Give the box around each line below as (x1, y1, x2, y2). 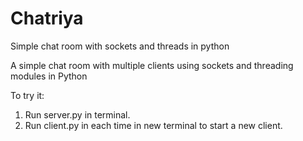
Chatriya (10, 7, 84, 30)
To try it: (10, 89, 45, 101)
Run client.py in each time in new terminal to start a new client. (24, 119, 283, 131)
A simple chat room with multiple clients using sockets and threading (10, 59, 294, 71)
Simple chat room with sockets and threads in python (10, 40, 230, 52)
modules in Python (10, 70, 88, 82)
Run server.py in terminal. (24, 108, 131, 121)
